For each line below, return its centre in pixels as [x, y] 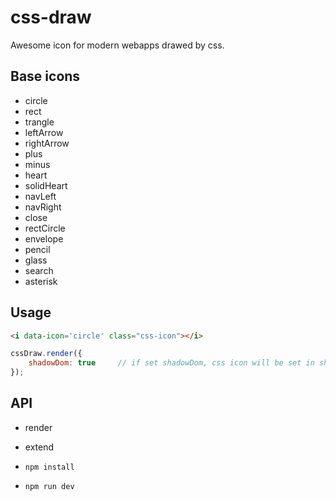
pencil [37, 249]
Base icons [45, 76]
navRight [43, 207]
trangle [39, 122]
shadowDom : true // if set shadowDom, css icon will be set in [171, 363]
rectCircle [45, 228]
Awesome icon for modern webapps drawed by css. [117, 45]
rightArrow [47, 143]
